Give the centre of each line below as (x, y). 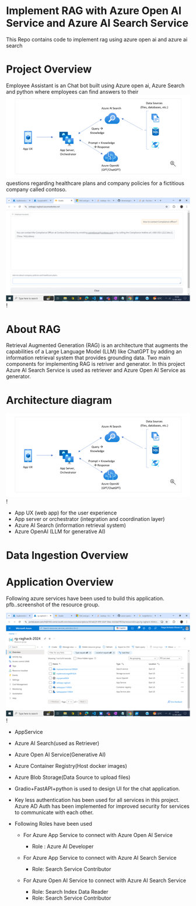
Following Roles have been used (53, 824)
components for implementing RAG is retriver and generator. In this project (96, 364)
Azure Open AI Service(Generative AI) (60, 755)
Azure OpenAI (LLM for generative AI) (60, 531)
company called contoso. (36, 189)
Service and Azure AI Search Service (97, 23)
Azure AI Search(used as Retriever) (57, 743)
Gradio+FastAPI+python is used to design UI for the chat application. (97, 789)
